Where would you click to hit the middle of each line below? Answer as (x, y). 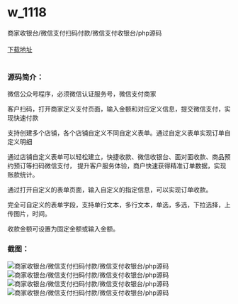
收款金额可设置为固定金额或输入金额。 (63, 229)
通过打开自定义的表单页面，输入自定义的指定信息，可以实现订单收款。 (110, 190)
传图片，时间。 (29, 214)
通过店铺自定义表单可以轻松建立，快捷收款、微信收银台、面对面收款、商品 (116, 157)
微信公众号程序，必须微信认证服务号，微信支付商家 (82, 94)
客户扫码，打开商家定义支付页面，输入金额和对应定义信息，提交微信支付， (116, 109)
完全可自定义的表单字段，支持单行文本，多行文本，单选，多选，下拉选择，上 (119, 205)
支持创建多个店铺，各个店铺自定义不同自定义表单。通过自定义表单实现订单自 (119, 133)
